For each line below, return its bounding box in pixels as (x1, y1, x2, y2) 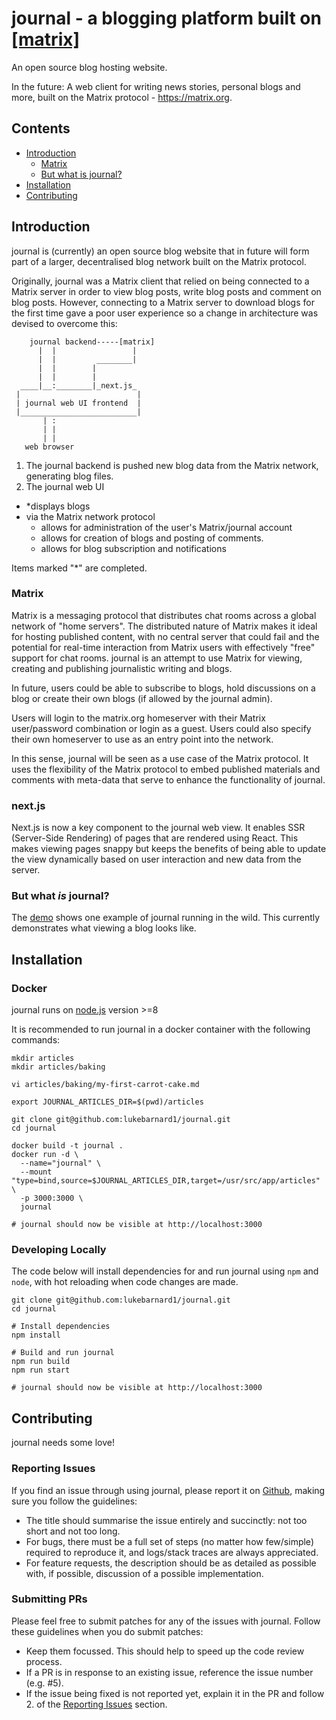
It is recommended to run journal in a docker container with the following (11, 1023, 311, 1036)
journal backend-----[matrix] (29, 337, 156, 347)
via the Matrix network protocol (25, 510, 156, 522)
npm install (11, 1330, 61, 1341)
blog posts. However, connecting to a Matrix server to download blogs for (11, 296, 315, 308)
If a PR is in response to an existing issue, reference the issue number (25, 1666, 314, 1678)
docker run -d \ (11, 1150, 79, 1160)
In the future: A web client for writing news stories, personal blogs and (11, 80, 301, 92)
